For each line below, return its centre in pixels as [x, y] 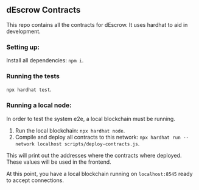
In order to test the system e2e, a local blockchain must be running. [91, 119]
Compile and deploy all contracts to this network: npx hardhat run [98, 137]
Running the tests [33, 76]
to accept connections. [35, 180]
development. [23, 31]
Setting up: [23, 47]
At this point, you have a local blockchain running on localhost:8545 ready [100, 174]
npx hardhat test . [29, 90]
